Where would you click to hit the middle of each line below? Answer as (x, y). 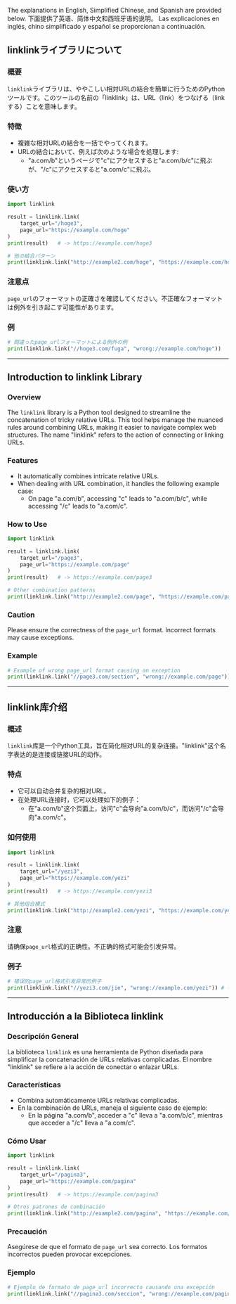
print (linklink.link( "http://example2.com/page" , (81, 597)
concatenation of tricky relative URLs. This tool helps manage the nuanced (115, 420)
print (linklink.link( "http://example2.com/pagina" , (84, 1214)
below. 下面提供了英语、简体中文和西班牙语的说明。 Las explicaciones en (113, 18)
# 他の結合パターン (31, 256)
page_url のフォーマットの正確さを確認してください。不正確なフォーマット (115, 298)
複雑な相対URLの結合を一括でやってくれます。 (85, 143)
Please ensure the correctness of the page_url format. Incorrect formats (112, 630)
